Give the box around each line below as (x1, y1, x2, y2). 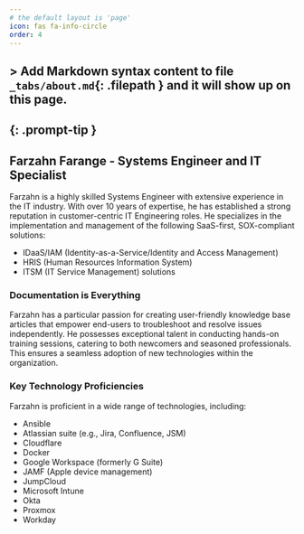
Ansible (22, 417, 52, 429)
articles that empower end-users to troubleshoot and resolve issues (9, 319, 262, 330)
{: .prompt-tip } (9, 123, 98, 138)
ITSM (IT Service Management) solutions (22, 266, 176, 276)
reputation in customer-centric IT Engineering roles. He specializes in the (9, 210, 282, 221)
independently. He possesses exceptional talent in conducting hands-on (9, 329, 280, 340)
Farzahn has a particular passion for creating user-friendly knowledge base (9, 309, 291, 321)
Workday (22, 514, 57, 525)
